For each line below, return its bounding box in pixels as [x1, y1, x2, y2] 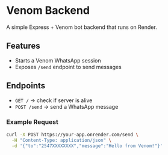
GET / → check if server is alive [14, 97, 93, 104]
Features [6, 41, 40, 51]
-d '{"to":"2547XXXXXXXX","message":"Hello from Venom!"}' [11, 142, 163, 149]
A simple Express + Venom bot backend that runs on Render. [6, 23, 158, 31]
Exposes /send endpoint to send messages [14, 63, 122, 70]
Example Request [6, 118, 58, 126]
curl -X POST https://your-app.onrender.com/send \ [6, 132, 138, 138]
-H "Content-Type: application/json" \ [11, 137, 112, 143]
